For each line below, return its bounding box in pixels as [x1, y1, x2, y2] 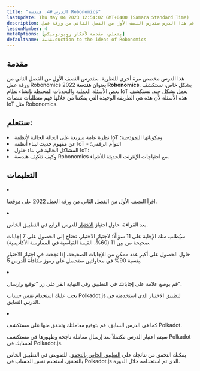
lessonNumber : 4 [7, 25, 47, 32]
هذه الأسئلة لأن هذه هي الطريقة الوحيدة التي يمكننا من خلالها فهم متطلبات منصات [7, 94, 187, 101]
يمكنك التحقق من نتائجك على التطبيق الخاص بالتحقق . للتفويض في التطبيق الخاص [7, 351, 187, 358]
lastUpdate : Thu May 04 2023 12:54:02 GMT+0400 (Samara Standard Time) [7, 14, 189, 20]
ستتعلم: [7, 118, 33, 128]
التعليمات [7, 170, 38, 181]
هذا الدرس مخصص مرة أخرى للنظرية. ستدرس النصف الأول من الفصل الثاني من [7, 74, 185, 82]
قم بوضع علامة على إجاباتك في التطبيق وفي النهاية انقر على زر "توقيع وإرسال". [7, 280, 182, 288]
